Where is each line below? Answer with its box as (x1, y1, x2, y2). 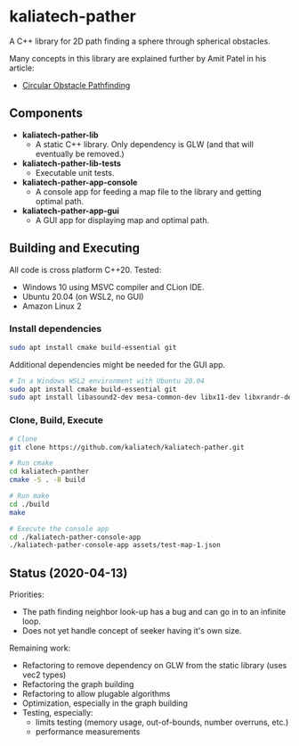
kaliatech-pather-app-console (21, 177, 138, 187)
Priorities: (9, 589, 44, 600)
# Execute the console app (9, 524, 109, 533)
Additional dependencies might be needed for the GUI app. (9, 359, 226, 369)
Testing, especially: (21, 708, 93, 718)
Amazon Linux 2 (21, 301, 82, 311)
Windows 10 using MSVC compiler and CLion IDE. (21, 281, 205, 292)
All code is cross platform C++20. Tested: (9, 264, 162, 275)
